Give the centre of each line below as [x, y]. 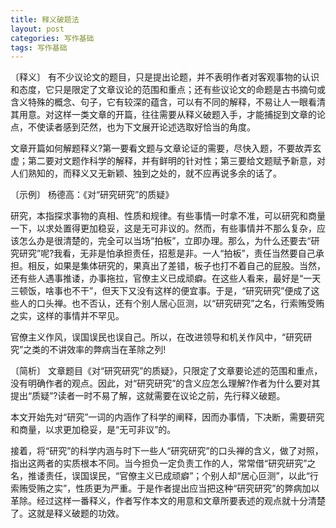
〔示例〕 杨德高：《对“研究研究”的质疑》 [92, 195]
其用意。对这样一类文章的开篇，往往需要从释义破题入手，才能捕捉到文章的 [163, 115]
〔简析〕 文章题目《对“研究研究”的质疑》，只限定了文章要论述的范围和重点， [166, 371]
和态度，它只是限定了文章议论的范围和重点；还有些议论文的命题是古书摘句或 [168, 90]
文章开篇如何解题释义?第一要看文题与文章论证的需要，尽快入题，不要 [153, 148]
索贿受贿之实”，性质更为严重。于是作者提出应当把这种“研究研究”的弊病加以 [165, 488]
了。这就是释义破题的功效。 [67, 513]
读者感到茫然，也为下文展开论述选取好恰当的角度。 [150, 127]
